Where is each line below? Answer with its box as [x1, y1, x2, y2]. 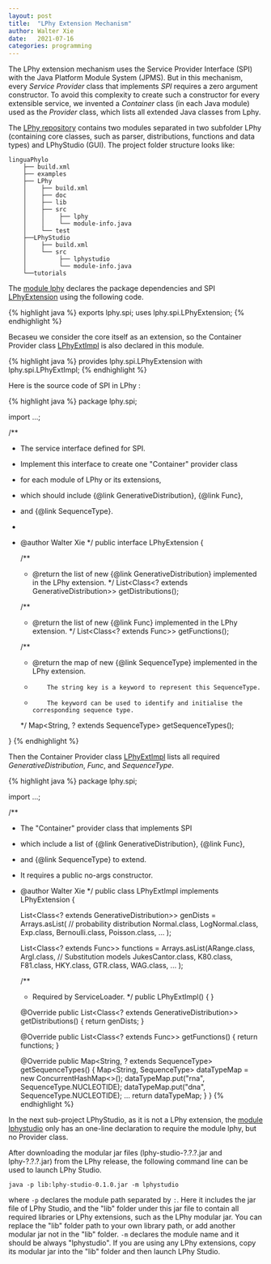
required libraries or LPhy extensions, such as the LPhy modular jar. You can [8, 1212, 263, 1222]
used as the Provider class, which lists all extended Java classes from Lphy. [8, 107, 261, 117]
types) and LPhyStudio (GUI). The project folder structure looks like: [8, 140, 235, 150]
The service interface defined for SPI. [19, 443, 146, 454]
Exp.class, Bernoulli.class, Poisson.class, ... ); [19, 928, 171, 937]
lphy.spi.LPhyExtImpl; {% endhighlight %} [8, 365, 147, 375]
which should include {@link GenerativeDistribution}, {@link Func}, [19, 491, 243, 501]
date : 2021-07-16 [8, 34, 74, 43]
